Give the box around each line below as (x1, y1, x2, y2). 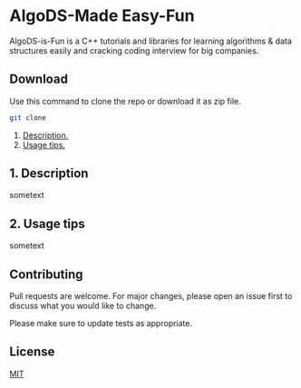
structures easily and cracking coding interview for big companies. (9, 45, 259, 55)
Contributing (9, 266, 83, 282)
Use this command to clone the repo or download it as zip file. (9, 95, 242, 106)
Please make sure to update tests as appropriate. (9, 318, 193, 329)
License (9, 344, 55, 360)
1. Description (9, 165, 89, 182)
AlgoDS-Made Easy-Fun (9, 5, 195, 26)
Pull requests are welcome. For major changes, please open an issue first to (9, 291, 293, 302)
